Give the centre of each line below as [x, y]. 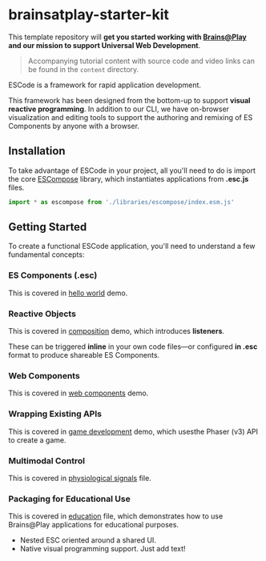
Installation [37, 151]
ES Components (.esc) [53, 275]
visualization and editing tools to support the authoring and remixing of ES [131, 117]
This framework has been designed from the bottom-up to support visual [129, 100]
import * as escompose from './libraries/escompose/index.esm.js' [121, 202]
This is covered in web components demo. [79, 393]
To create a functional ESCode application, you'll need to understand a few [132, 246]
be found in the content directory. [83, 69]
